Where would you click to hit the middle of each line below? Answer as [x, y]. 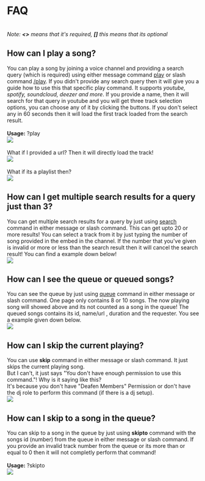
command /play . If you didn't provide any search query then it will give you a [103, 81]
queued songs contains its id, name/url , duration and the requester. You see [103, 314]
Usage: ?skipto [26, 465]
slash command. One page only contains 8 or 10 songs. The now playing [98, 300]
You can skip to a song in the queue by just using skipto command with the [102, 433]
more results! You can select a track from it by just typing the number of [97, 234]
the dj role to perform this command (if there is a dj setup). [81, 393]
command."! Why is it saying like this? [54, 380]
